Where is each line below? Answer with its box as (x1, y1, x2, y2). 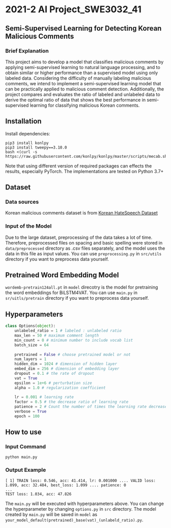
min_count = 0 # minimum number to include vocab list (14, 338, 133, 343)
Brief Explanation (5, 47, 49, 54)
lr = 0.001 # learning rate (14, 395, 74, 400)
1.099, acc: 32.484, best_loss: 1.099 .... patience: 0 (5, 483, 126, 488)
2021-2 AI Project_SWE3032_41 (5, 4, 141, 15)
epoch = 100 (14, 414, 40, 419)
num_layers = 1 (14, 356, 47, 362)
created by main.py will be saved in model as (5, 511, 98, 517)
